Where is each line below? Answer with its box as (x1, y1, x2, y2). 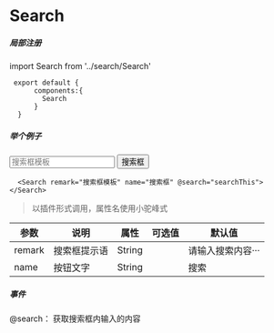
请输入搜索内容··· (188, 245, 260, 257)
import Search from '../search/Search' (9, 61, 152, 72)
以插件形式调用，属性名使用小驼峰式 (31, 203, 168, 214)
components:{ (33, 86, 84, 96)
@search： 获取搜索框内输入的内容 (9, 313, 141, 324)
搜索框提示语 (53, 245, 109, 257)
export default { (13, 78, 79, 87)
